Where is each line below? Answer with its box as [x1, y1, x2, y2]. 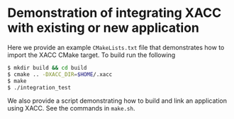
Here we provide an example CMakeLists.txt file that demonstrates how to [7, 43, 225, 51]
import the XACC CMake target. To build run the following [7, 51, 176, 59]
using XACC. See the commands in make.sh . [7, 104, 135, 113]
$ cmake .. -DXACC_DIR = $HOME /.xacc [7, 70, 113, 78]
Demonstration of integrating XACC [7, 5, 222, 21]
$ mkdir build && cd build [7, 64, 87, 71]
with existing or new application [7, 20, 200, 36]
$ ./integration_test [7, 84, 72, 91]
